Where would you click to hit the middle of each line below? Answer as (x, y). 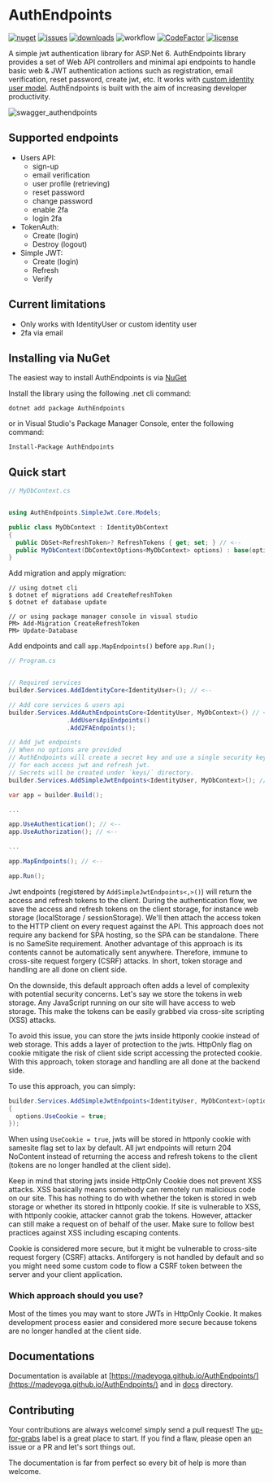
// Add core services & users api (67, 705)
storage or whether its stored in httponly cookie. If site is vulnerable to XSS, (135, 1207)
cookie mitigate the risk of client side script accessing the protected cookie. (135, 1053)
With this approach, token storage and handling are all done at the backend (134, 1061)
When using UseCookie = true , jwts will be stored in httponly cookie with (130, 1139)
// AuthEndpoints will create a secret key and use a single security (130, 758)
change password (63, 200)
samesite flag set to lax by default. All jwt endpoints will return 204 (120, 1148)
